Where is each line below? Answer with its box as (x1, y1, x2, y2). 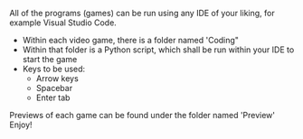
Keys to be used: (22, 63, 86, 74)
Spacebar (35, 83, 73, 93)
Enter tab (35, 92, 71, 103)
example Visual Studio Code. (9, 17, 118, 28)
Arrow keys (35, 73, 79, 84)
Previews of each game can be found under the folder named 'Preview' (9, 110, 276, 120)
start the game (22, 54, 78, 64)
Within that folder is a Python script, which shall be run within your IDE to (22, 44, 295, 55)
